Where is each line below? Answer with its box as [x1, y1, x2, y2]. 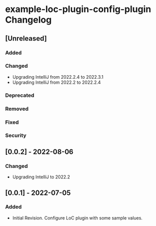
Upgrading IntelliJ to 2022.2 [12, 174, 70, 180]
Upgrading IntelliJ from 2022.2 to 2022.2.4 [12, 79, 101, 85]
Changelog [5, 14, 52, 26]
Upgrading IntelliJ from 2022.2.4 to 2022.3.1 [12, 74, 104, 80]
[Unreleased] [5, 34, 47, 43]
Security [5, 132, 26, 139]
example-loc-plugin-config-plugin [5, 4, 152, 15]
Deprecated [5, 92, 35, 99]
